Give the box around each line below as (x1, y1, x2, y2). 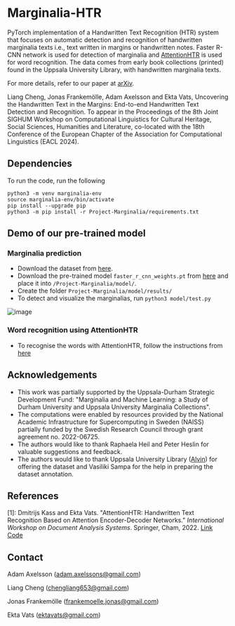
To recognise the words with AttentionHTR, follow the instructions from (17, 341, 223, 349)
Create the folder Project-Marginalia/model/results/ (17, 286, 173, 295)
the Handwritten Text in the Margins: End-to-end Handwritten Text (7, 100, 199, 108)
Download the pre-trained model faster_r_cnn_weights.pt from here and (17, 272, 229, 280)
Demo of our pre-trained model (7, 227, 146, 239)
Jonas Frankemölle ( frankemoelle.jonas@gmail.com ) (7, 597, 159, 606)
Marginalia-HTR (7, 5, 102, 21)
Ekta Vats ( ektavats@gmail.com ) (7, 611, 101, 619)
